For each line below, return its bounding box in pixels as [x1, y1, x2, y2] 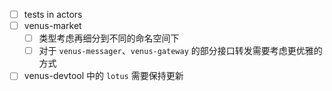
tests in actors [23, 9, 83, 20]
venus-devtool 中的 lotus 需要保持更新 [23, 70, 184, 82]
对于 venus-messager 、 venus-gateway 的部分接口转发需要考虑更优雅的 [38, 45, 323, 57]
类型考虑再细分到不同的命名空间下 [38, 32, 180, 44]
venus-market [23, 20, 82, 32]
